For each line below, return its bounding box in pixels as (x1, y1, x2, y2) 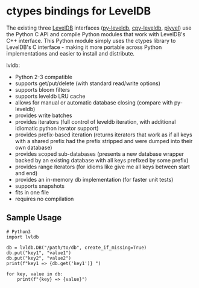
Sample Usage (6, 213, 62, 223)
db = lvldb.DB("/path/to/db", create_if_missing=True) (6, 245, 147, 251)
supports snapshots (14, 182, 65, 190)
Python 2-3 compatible (14, 73, 73, 80)
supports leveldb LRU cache (14, 92, 86, 100)
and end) (14, 169, 38, 176)
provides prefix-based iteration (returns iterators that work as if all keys (14, 131, 192, 138)
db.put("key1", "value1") (6, 249, 71, 256)
